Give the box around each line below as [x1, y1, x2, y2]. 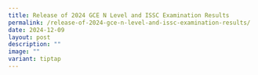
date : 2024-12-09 [8, 26, 65, 34]
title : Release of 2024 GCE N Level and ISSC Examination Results [8, 11, 230, 20]
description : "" [8, 41, 61, 48]
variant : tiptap [8, 55, 61, 63]
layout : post [8, 33, 51, 41]
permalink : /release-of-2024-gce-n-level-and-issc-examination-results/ [8, 19, 251, 27]
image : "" [8, 48, 41, 55]
